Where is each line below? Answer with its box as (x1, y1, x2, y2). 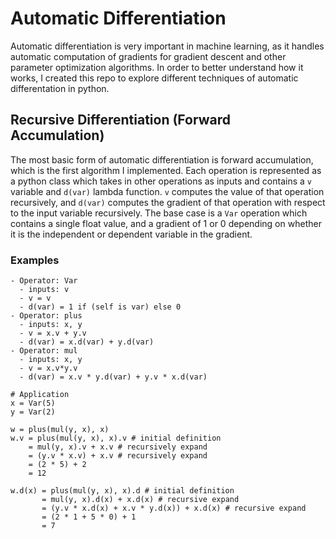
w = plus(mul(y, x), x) (10, 425, 110, 435)
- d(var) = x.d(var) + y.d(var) (19, 337, 155, 347)
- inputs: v (19, 285, 70, 295)
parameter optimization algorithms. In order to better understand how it (10, 61, 304, 73)
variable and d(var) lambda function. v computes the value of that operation (10, 185, 325, 197)
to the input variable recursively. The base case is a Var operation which (10, 207, 308, 219)
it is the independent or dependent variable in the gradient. (10, 228, 253, 240)
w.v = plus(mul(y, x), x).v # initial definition (10, 433, 222, 444)
